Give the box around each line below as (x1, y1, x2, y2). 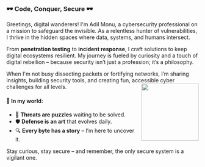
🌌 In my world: (6, 97, 44, 104)
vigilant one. (6, 154, 38, 161)
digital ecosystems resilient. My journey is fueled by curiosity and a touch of (6, 52, 198, 59)
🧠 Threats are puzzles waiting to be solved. (15, 111, 126, 118)
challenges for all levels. (6, 83, 67, 91)
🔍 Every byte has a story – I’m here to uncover (15, 127, 135, 134)
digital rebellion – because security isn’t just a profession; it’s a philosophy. (6, 59, 194, 66)
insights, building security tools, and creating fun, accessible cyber (6, 77, 175, 84)
